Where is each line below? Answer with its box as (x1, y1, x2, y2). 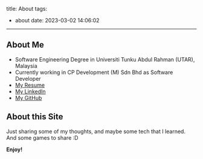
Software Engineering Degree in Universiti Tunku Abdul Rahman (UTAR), (14, 55, 195, 63)
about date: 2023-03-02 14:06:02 (14, 17, 100, 23)
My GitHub (14, 94, 42, 101)
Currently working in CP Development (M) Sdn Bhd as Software (14, 69, 173, 76)
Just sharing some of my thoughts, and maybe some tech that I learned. (6, 128, 186, 135)
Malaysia (14, 62, 37, 69)
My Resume (14, 81, 45, 89)
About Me (6, 40, 44, 50)
